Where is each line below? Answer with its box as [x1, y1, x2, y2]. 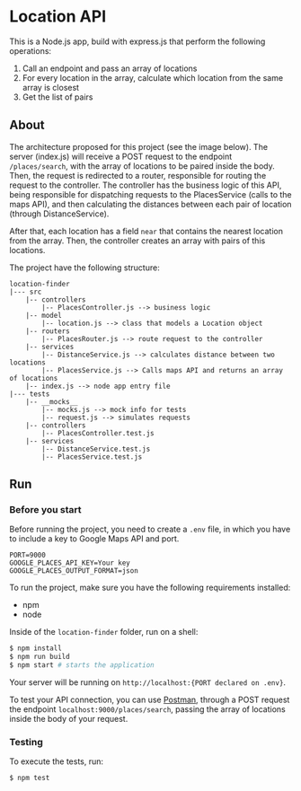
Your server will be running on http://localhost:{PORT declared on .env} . [9, 677, 286, 688]
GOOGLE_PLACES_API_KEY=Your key [9, 558, 130, 567]
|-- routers [25, 326, 70, 336]
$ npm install [9, 644, 63, 653]
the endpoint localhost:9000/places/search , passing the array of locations [9, 704, 286, 715]
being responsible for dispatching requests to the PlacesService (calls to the [9, 189, 292, 199]
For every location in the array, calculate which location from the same [22, 72, 284, 83]
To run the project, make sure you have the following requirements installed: [9, 582, 291, 593]
